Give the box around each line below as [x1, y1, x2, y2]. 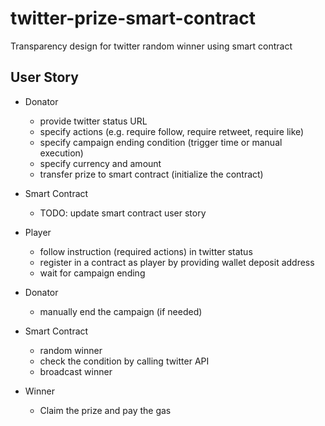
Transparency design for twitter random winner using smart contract [10, 40, 293, 52]
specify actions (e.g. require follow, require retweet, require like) [39, 125, 305, 137]
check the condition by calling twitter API [39, 355, 210, 367]
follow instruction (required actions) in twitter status [39, 245, 253, 257]
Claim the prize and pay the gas [39, 404, 172, 416]
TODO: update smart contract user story [39, 207, 207, 219]
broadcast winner [39, 365, 113, 377]
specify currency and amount [39, 157, 162, 169]
